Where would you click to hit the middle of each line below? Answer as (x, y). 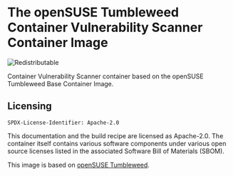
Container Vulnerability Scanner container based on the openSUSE (106, 76)
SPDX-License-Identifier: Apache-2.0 (63, 123)
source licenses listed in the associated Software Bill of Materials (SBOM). (116, 151)
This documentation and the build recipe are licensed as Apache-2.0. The (115, 135)
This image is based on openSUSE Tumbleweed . (78, 165)
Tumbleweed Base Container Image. (61, 83)
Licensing (30, 107)
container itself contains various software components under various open (117, 143)
